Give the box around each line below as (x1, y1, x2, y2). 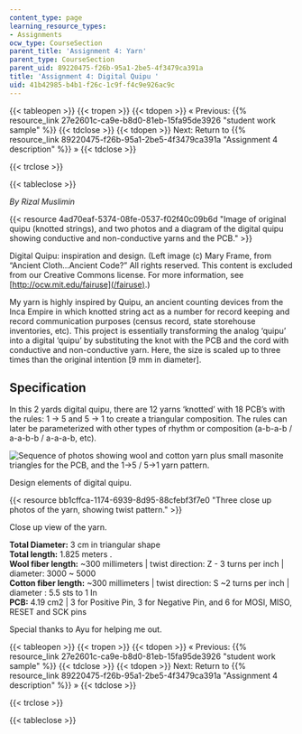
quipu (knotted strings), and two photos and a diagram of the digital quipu (9, 223, 284, 234)
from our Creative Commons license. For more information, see (9, 269, 244, 280)
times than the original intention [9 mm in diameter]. (9, 354, 202, 365)
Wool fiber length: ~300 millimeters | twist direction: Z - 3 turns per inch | (9, 559, 284, 570)
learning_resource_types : (9, 22, 106, 31)
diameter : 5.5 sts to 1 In (9, 588, 97, 599)
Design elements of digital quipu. (9, 478, 133, 488)
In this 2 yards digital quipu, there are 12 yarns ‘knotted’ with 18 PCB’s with (9, 404, 286, 415)
